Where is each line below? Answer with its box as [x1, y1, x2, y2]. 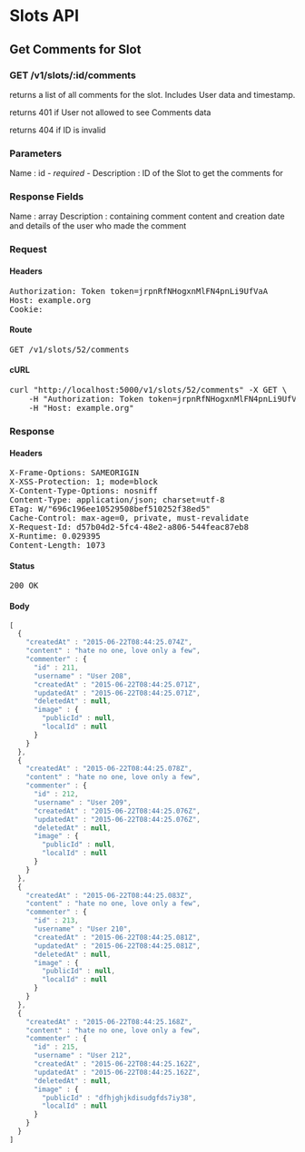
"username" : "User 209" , [33, 797, 132, 807]
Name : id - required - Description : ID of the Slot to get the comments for [9, 168, 284, 179]
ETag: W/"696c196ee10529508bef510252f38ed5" [9, 504, 212, 514]
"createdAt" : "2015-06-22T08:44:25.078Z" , [25, 764, 193, 774]
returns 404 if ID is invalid [9, 124, 106, 135]
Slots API [9, 5, 80, 26]
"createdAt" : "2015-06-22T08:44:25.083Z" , [25, 891, 193, 900]
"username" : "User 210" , [33, 924, 132, 934]
